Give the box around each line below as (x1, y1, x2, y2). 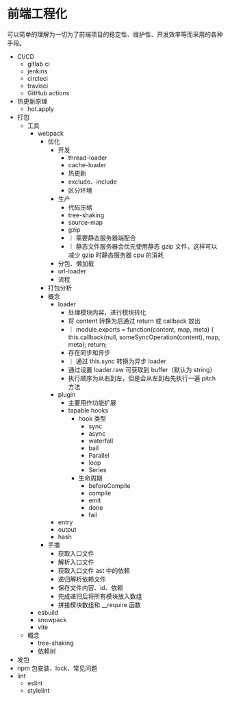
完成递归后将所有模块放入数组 (57, 592, 142, 600)
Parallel (88, 451, 110, 459)
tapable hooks (68, 406, 109, 415)
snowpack (37, 615, 67, 624)
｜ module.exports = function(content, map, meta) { (68, 325, 214, 333)
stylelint (27, 686, 50, 694)
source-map (68, 218, 103, 226)
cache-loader (68, 160, 107, 169)
